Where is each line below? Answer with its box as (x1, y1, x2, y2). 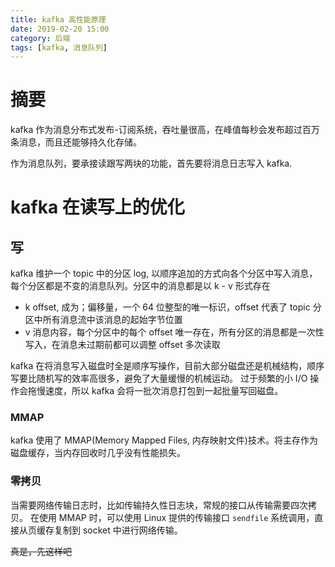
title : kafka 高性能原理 (10, 14, 107, 25)
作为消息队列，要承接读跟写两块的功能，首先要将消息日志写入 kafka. (10, 157, 293, 170)
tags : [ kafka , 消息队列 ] (10, 42, 108, 53)
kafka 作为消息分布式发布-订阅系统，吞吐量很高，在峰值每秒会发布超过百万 (10, 124, 320, 136)
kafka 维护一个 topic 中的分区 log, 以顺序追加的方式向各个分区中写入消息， (10, 267, 318, 280)
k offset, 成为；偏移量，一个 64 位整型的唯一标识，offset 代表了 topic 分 (24, 301, 322, 313)
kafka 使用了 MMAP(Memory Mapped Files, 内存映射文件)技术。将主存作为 (10, 434, 318, 446)
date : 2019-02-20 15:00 (10, 24, 110, 34)
